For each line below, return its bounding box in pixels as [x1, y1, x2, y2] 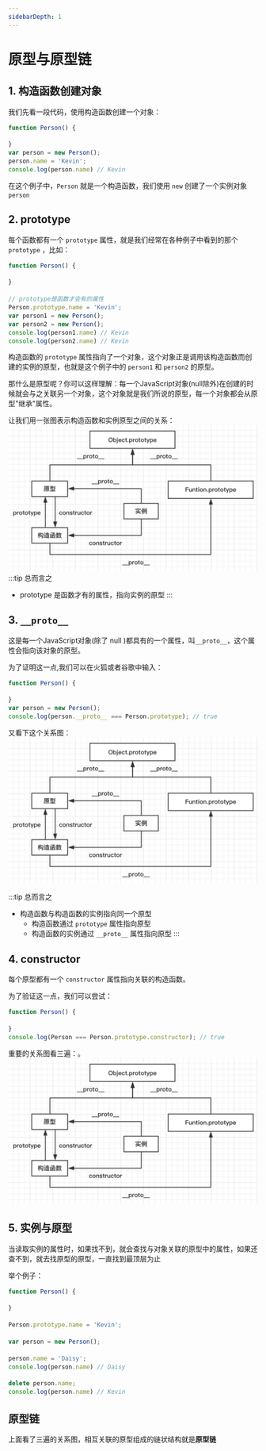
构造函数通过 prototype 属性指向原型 [31, 919, 151, 928]
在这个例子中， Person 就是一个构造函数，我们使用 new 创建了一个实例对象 [8, 181, 248, 190]
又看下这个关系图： [8, 727, 71, 737]
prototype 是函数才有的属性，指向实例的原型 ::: [19, 589, 173, 599]
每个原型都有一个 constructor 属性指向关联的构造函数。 [8, 974, 190, 984]
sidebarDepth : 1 [8, 13, 62, 21]
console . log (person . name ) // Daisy [8, 1363, 126, 1371]
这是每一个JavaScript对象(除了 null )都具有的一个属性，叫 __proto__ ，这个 [8, 635, 249, 645]
